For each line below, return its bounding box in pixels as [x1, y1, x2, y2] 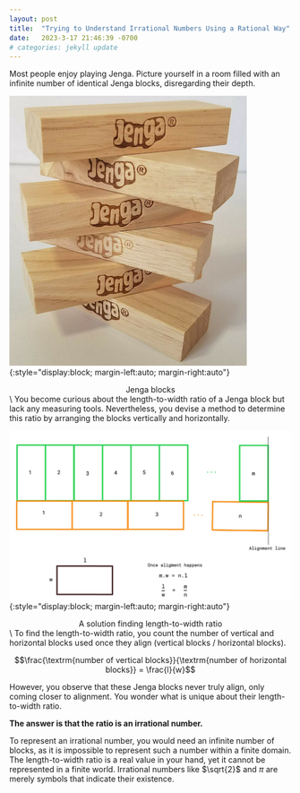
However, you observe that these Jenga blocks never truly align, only [9, 681, 265, 692]
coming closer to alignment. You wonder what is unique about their [9, 691, 257, 702]
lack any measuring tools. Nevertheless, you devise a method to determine [9, 403, 286, 414]
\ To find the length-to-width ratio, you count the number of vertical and [9, 627, 275, 638]
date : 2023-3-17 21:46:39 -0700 [9, 33, 139, 42]
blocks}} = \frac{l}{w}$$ [105, 664, 196, 675]
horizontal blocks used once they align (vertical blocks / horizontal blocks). [9, 637, 287, 648]
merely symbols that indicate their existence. [9, 773, 175, 784]
